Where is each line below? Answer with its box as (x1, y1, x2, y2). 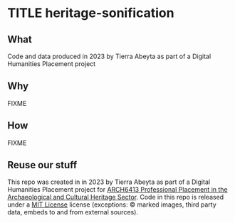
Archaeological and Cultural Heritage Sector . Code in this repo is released (7, 193, 224, 202)
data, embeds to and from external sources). (7, 208, 139, 217)
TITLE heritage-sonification (7, 5, 174, 21)
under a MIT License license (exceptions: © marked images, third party (7, 200, 217, 209)
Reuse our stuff (7, 159, 78, 171)
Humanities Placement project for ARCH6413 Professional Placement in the (7, 185, 228, 194)
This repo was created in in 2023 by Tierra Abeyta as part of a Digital (7, 178, 211, 186)
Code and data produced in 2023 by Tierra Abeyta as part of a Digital (7, 52, 211, 60)
